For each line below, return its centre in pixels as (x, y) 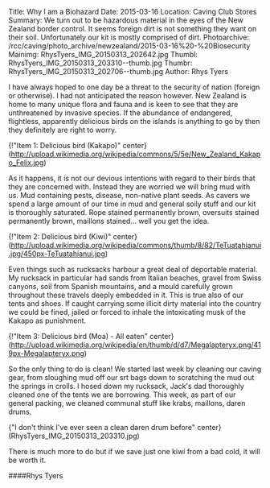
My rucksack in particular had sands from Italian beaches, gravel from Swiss (135, 278)
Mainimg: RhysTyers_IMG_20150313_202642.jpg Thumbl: (103, 54)
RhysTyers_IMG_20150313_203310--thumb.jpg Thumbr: (100, 63)
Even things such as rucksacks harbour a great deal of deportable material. (133, 269)
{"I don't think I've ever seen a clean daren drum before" (102, 427)
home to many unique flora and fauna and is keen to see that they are (123, 104)
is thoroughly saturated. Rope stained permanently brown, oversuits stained (134, 212)
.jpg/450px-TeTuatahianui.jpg (57, 254)
